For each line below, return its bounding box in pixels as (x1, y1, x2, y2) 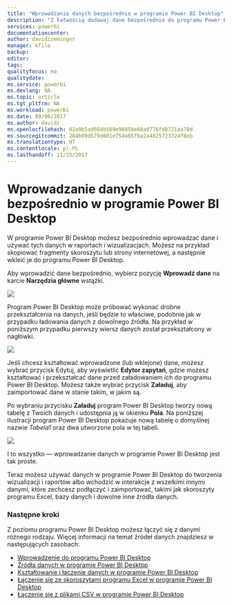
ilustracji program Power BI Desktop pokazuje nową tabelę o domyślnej (7, 416, 210, 424)
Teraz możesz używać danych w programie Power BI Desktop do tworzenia (7, 470, 222, 478)
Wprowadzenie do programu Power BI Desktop (17, 554, 151, 562)
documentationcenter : (7, 29, 70, 37)
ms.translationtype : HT (7, 139, 76, 146)
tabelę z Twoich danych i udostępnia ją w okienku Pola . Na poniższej (7, 409, 204, 417)
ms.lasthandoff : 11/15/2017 (7, 151, 88, 159)
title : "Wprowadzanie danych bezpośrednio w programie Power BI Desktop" (7, 10, 224, 17)
